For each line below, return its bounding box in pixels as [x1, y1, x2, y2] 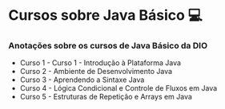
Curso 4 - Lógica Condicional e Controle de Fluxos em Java [19, 84, 218, 93]
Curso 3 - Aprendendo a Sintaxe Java [19, 75, 145, 84]
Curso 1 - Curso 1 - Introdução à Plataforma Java [19, 58, 182, 68]
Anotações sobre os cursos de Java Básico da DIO [8, 41, 208, 52]
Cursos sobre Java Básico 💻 [8, 6, 203, 25]
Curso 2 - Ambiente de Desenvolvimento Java [19, 67, 173, 76]
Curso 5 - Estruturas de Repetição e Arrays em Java [19, 92, 192, 102]
